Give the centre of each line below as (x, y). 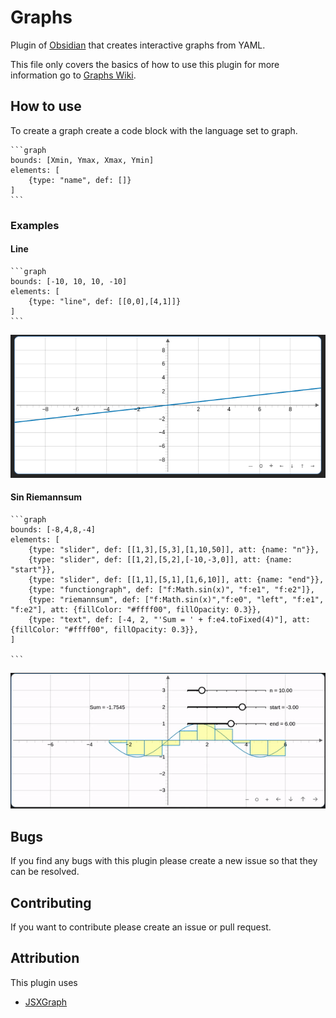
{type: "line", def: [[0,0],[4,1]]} (105, 301)
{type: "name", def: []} (80, 180)
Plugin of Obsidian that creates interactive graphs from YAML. (138, 45)
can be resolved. (45, 872)
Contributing (51, 902)
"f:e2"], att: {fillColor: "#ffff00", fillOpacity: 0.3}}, (136, 609)
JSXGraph (46, 1002)
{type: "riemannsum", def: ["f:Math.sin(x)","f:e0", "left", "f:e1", (176, 599)
